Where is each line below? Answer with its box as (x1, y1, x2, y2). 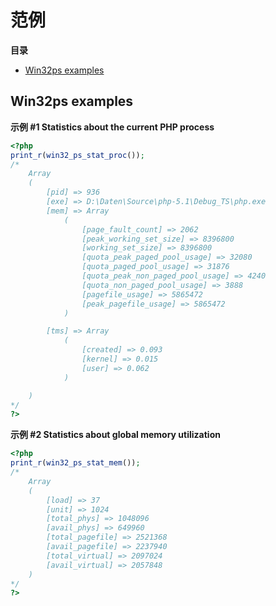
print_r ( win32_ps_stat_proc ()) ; (10, 150, 145, 160)
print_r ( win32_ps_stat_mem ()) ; (10, 458, 141, 468)
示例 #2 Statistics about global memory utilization (10, 429, 221, 441)
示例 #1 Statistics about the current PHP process (10, 121, 215, 133)
